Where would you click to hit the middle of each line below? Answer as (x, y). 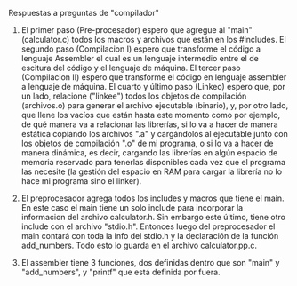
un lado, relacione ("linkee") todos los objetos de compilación (134, 96)
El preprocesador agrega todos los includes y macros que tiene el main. (153, 198)
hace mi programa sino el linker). (81, 181)
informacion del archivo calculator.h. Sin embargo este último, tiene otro (153, 217)
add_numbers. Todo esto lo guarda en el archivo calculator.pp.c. (139, 245)
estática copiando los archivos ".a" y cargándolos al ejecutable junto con (154, 134)
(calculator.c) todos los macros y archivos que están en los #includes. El (153, 40)
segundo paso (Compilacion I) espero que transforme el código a (141, 49)
